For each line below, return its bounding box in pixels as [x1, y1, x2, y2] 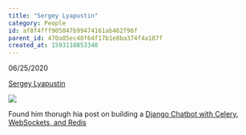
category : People [8, 19, 67, 27]
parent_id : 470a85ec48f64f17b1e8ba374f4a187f [8, 34, 163, 42]
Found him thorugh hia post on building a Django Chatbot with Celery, [8, 109, 239, 119]
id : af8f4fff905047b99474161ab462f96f [8, 26, 138, 34]
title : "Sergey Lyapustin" [8, 11, 99, 20]
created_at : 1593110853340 [8, 42, 99, 50]
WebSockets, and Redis [8, 117, 87, 128]
